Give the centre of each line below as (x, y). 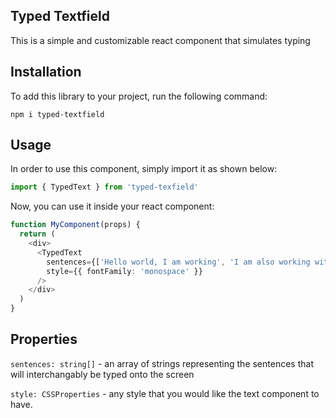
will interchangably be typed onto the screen (102, 374)
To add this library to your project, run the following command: (139, 96)
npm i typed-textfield (57, 114)
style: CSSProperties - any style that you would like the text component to (165, 393)
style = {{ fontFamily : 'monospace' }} (124, 271)
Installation (46, 72)
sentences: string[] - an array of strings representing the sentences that (162, 363)
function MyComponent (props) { (75, 225)
